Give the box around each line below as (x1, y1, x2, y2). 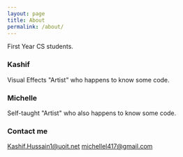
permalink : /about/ (7, 23, 64, 30)
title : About (7, 17, 45, 24)
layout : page (7, 10, 45, 17)
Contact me (7, 126, 48, 136)
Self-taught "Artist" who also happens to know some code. (7, 109, 177, 117)
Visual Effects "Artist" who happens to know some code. (7, 75, 170, 84)
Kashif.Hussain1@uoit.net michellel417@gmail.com (7, 142, 153, 151)
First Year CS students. (7, 43, 73, 51)
